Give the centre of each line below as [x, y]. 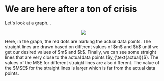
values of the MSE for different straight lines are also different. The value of [82, 62]
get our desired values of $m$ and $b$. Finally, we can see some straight [81, 52]
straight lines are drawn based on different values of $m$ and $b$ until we [82, 47]
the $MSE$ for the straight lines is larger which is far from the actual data [80, 68]
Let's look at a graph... [28, 23]
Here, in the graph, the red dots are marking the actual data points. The [78, 41]
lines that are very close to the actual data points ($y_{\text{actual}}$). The [82, 57]
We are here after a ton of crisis [71, 9]
